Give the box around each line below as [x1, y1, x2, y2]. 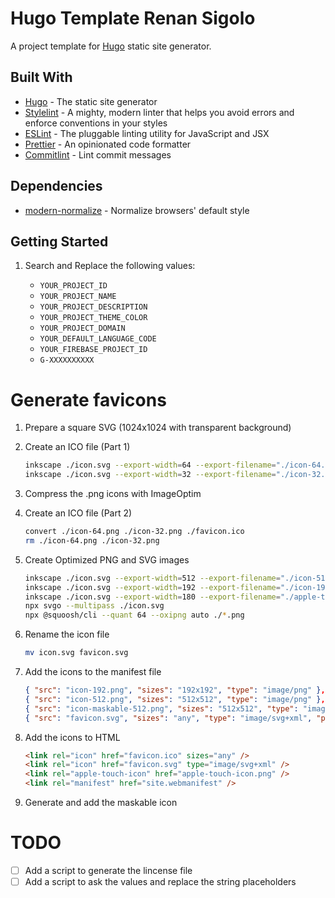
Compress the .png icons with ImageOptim [24, 488, 202, 500]
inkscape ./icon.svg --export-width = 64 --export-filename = [24, 460, 277, 471]
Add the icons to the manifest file [24, 666, 162, 678]
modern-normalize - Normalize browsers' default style [24, 204, 250, 216]
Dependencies [10, 178, 103, 195]
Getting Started [10, 233, 109, 250]
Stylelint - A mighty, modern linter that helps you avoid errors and [24, 106, 295, 118]
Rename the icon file [24, 628, 110, 641]
